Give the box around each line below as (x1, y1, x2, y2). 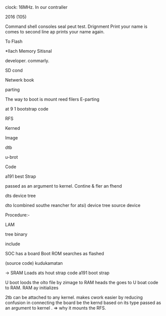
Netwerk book (5, 77, 35, 83)
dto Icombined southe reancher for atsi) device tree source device (5, 203, 141, 208)
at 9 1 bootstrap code (5, 106, 49, 111)
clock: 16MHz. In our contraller (5, 4, 68, 10)
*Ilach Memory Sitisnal (5, 48, 52, 54)
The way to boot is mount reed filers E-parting (5, 97, 100, 102)
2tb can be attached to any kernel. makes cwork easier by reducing (5, 295, 143, 300)
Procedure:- (5, 212, 30, 218)
